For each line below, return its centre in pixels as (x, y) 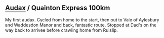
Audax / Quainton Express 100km (58, 8)
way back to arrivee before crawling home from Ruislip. (61, 30)
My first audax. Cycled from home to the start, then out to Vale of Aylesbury (82, 19)
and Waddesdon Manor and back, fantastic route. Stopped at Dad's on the (81, 25)
